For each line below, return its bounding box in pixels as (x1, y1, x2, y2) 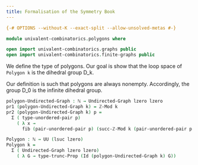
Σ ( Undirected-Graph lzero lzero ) (11, 148, 100, 154)
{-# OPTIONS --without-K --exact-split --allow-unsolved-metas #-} (6, 25, 177, 31)
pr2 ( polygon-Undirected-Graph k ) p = (6, 109, 102, 115)
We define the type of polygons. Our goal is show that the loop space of (6, 63, 183, 70)
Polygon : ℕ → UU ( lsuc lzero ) (6, 137, 84, 142)
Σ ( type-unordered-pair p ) (11, 115, 81, 120)
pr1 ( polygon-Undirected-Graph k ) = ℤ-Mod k (6, 104, 118, 110)
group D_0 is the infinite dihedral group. (6, 87, 103, 94)
